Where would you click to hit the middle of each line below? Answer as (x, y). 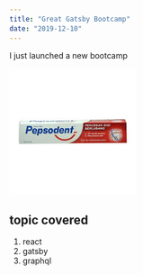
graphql (37, 261)
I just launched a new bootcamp (69, 55)
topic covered (49, 220)
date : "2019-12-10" (46, 28)
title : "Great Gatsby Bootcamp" (70, 19)
